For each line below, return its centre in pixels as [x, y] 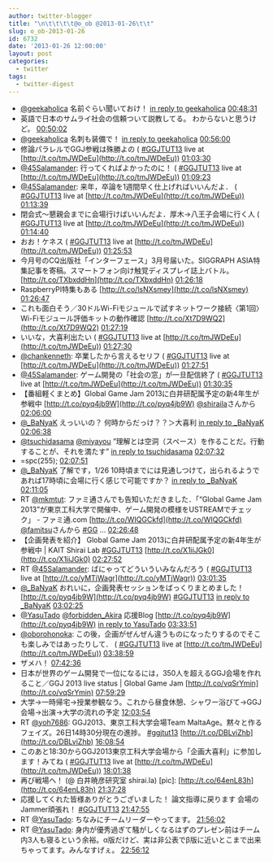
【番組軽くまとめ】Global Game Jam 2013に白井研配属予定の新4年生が [140, 393]
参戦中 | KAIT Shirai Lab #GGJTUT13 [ [84, 550]
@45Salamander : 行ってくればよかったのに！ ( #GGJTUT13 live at [131, 168]
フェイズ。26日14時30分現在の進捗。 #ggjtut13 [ [102, 732]
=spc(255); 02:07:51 [54, 460]
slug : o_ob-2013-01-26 [47, 31]
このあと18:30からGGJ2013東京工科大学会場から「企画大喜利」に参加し [141, 751]
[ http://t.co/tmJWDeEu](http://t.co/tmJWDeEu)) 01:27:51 [114, 365]
